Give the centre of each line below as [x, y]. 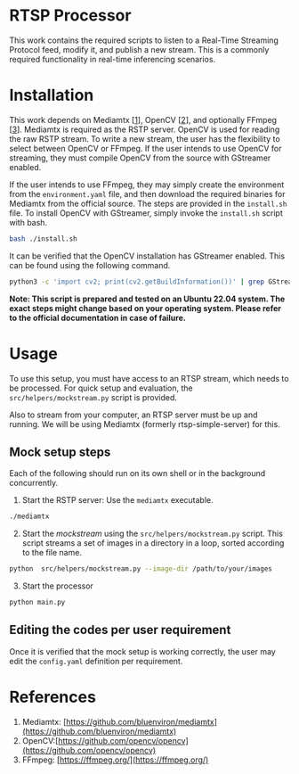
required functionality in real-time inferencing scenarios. [113, 59]
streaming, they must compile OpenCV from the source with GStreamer [140, 158]
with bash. [28, 222]
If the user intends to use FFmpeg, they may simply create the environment [147, 185]
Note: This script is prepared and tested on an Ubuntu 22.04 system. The [147, 299]
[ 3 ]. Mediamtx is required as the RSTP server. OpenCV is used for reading [145, 129]
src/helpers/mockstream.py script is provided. [93, 397]
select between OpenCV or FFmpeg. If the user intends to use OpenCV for [145, 148]
